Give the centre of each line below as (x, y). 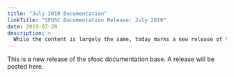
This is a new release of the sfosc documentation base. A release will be (111, 59)
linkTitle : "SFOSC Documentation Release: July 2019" (87, 20)
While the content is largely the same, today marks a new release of (118, 40)
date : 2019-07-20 (32, 26)
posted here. (25, 67)
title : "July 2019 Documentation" (57, 14)
